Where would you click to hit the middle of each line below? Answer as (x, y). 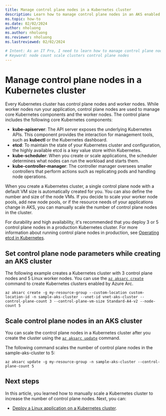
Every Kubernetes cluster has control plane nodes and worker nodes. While (82, 104)
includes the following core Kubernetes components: (59, 120)
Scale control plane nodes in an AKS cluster (74, 321)
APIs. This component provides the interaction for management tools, (83, 135)
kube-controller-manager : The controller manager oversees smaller (82, 166)
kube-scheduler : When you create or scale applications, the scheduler (84, 156)
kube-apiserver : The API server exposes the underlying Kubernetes (82, 130)
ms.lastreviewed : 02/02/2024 (35, 42)
